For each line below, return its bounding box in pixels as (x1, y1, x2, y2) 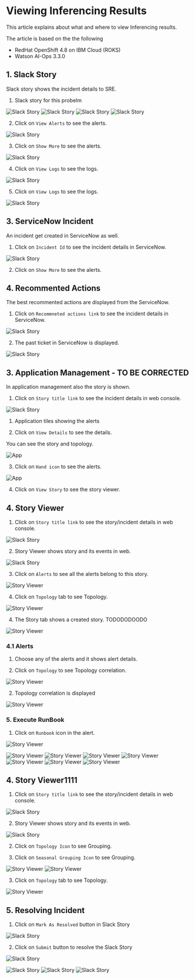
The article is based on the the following (6, 35, 103, 42)
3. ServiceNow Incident (6, 217, 94, 227)
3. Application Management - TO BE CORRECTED (6, 368, 189, 378)
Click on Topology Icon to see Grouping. (14, 843, 112, 850)
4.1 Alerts (6, 642, 33, 650)
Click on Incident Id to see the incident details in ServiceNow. (14, 243, 166, 251)
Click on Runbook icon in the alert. (14, 729, 95, 736)
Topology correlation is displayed (14, 690, 96, 697)
